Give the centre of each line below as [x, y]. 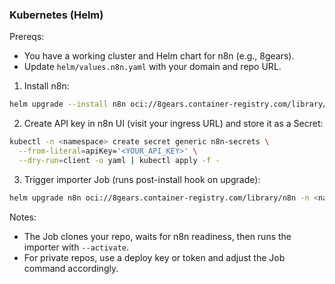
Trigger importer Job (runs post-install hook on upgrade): [142, 179]
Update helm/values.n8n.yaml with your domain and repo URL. [152, 67]
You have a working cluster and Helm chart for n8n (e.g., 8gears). [159, 56]
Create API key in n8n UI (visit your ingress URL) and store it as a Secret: [173, 124]
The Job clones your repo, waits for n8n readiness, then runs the [157, 236]
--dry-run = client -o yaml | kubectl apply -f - [119, 160]
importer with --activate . [76, 247]
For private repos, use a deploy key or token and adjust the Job [154, 257]
